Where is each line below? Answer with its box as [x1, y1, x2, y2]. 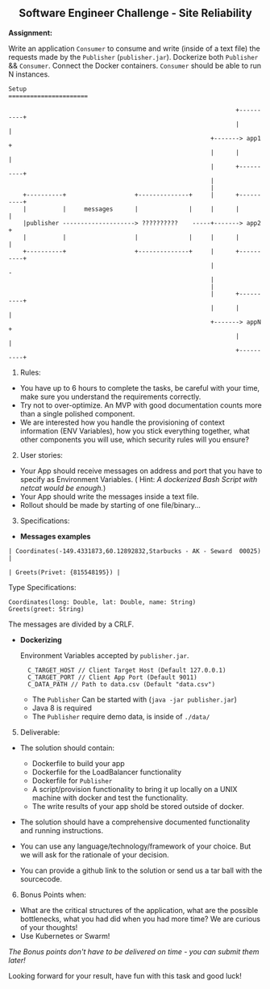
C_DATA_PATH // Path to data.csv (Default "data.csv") [27, 680, 216, 689]
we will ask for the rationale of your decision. [19, 849, 169, 859]
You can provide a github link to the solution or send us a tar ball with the [19, 865, 263, 875]
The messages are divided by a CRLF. [8, 619, 135, 629]
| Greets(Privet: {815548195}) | [8, 568, 121, 576]
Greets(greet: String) [8, 605, 85, 613]
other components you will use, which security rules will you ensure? [19, 434, 250, 444]
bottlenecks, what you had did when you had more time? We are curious [19, 914, 260, 924]
